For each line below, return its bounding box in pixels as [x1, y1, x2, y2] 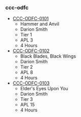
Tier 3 [20, 96, 33, 102]
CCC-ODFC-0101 [12, 16, 49, 22]
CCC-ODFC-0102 [12, 48, 50, 54]
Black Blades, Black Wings [20, 53, 76, 59]
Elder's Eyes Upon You [20, 86, 69, 92]
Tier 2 [20, 64, 33, 70]
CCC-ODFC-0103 [12, 80, 50, 86]
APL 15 [20, 102, 35, 108]
